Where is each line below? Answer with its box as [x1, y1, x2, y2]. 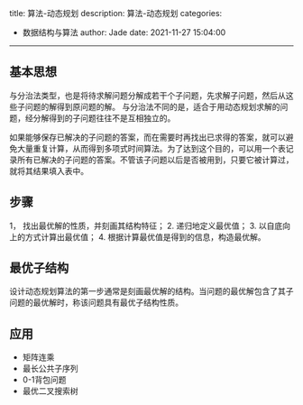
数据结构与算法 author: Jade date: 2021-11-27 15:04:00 [22, 27, 226, 38]
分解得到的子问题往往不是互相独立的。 [32, 112, 176, 124]
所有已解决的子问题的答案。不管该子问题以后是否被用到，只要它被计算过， [16, 154, 294, 165]
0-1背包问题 [22, 374, 67, 385]
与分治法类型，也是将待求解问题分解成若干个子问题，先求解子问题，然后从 [9, 89, 286, 101]
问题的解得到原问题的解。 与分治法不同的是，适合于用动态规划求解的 [24, 101, 280, 112]
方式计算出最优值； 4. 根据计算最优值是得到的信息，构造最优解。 [24, 231, 266, 242]
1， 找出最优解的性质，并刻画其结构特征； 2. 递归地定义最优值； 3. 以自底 [9, 220, 283, 231]
